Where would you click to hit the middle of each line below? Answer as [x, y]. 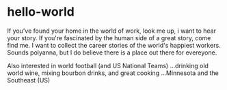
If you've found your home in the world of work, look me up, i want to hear [112, 31]
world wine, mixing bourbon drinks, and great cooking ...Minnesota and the [113, 73]
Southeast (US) [29, 80]
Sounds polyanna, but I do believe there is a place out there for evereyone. [112, 52]
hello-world [41, 12]
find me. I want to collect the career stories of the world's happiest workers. [114, 45]
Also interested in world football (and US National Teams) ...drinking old [108, 65]
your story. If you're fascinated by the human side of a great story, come [109, 37]
